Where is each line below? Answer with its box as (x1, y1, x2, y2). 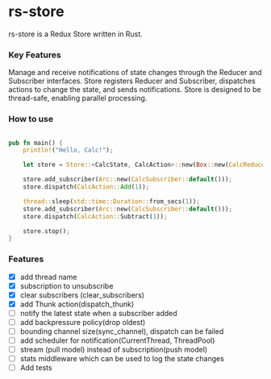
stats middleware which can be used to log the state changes (19, 354, 224, 364)
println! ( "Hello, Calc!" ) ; (23, 146, 114, 155)
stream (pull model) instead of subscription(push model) (19, 345, 208, 355)
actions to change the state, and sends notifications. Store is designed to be (8, 85, 261, 94)
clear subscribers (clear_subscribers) (19, 289, 145, 300)
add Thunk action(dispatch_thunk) (19, 299, 135, 309)
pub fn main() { (8, 139, 63, 147)
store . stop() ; (23, 227, 70, 235)
